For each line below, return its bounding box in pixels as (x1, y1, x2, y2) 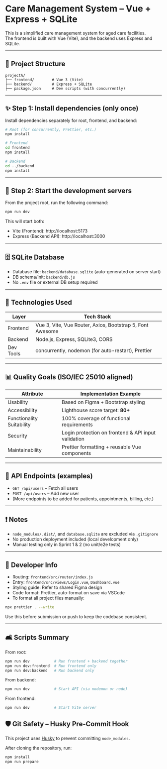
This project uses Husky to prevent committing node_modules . (5, 735, 130, 741)
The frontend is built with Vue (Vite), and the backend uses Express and (5, 35, 153, 41)
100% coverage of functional (62, 415, 131, 422)
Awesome (35, 328, 59, 334)
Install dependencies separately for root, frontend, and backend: (5, 117, 138, 123)
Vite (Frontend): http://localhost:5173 (12, 228, 88, 234)
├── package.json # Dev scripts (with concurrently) (5, 86, 126, 91)
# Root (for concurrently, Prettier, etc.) (5, 127, 97, 132)
